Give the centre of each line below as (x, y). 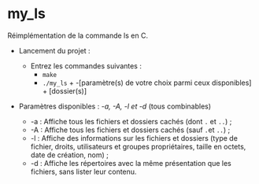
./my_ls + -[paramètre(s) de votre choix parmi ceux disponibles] (147, 83)
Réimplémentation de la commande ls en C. (78, 35)
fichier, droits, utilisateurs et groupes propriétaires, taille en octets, (138, 146)
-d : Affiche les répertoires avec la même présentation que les (131, 163)
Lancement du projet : (55, 50)
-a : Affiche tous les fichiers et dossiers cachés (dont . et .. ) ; (131, 121)
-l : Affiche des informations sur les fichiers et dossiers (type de (134, 138)
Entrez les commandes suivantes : (86, 66)
